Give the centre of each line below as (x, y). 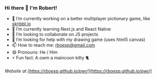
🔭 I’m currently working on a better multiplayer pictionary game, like (81, 19)
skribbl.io (21, 24)
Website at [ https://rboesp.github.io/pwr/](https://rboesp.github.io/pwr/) (78, 71)
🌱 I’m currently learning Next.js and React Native (61, 29)
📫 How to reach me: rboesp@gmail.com (53, 45)
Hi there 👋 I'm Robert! (31, 8)
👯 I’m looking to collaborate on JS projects (55, 35)
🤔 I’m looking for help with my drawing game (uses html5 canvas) (78, 39)
